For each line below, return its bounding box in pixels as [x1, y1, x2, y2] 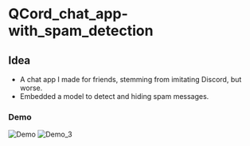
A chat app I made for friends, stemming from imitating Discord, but [19, 75, 242, 84]
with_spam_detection [8, 22, 154, 40]
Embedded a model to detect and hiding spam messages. [19, 92, 209, 101]
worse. [19, 83, 43, 93]
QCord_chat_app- [8, 5, 129, 23]
